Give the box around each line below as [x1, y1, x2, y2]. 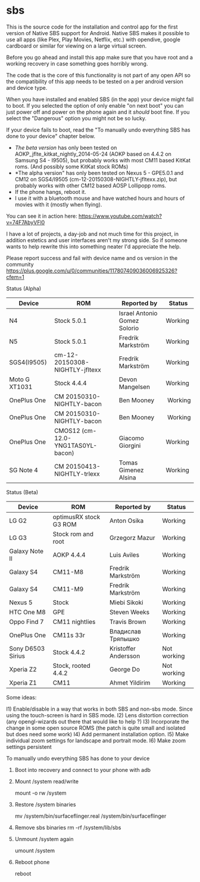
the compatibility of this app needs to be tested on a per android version [6, 78, 183, 85]
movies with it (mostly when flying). [14, 200, 102, 208]
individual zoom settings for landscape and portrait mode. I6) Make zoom [6, 737, 186, 744]
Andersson [109, 652, 140, 660]
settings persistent [6, 743, 52, 750]
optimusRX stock [52, 513, 101, 521]
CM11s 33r [52, 631, 85, 639]
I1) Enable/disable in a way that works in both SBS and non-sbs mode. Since [6, 705, 193, 712]
